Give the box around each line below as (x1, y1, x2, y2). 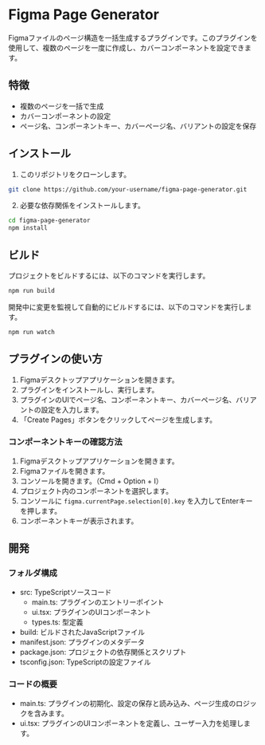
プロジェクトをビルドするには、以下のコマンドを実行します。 (8, 271, 210, 280)
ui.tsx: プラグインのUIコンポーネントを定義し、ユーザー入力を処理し (19, 718, 244, 727)
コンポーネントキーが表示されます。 (19, 516, 138, 526)
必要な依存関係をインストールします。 (19, 201, 146, 211)
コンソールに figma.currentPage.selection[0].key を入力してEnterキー (19, 496, 253, 506)
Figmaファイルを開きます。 (19, 466, 110, 475)
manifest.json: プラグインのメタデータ (19, 637, 145, 647)
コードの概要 (8, 679, 58, 690)
